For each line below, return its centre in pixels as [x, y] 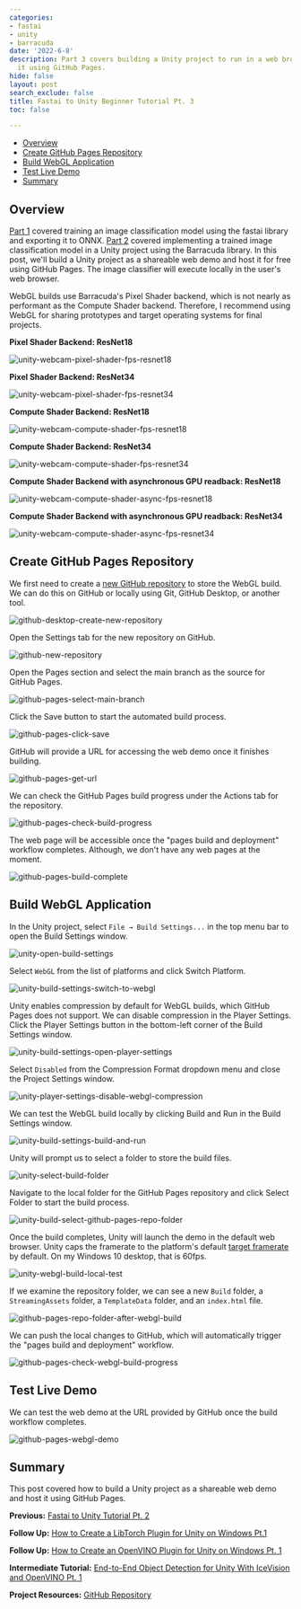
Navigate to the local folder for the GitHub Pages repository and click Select [149, 1192]
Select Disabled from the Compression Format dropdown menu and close [145, 1069]
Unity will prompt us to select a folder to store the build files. [120, 1158]
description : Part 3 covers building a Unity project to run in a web [144, 59]
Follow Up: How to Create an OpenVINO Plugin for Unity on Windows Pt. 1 [146, 1551]
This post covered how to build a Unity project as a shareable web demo [143, 1489]
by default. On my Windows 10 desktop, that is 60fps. [108, 1256]
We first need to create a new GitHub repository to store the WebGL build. [146, 583]
